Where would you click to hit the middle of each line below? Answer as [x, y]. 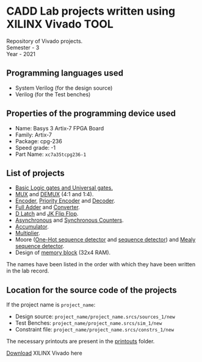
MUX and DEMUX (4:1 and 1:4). [54, 194]
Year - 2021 [21, 54]
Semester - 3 [23, 48]
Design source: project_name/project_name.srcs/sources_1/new [95, 317]
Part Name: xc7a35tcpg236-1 [51, 154]
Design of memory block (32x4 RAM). [63, 253]
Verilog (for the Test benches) [53, 94]
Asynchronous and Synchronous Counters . [69, 220]
